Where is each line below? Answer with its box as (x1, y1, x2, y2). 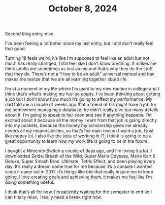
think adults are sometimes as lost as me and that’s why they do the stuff (5, 66, 153, 72)
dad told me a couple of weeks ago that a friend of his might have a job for (5, 102, 157, 108)
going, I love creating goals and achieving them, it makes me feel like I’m (5, 174, 152, 180)
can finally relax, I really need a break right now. (5, 194, 102, 200)
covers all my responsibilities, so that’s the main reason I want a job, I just (5, 128, 154, 134)
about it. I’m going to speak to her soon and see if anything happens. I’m (5, 112, 152, 118)
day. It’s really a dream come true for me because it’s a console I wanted (5, 164, 152, 169)
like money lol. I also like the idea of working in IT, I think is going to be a (5, 133, 152, 139)
